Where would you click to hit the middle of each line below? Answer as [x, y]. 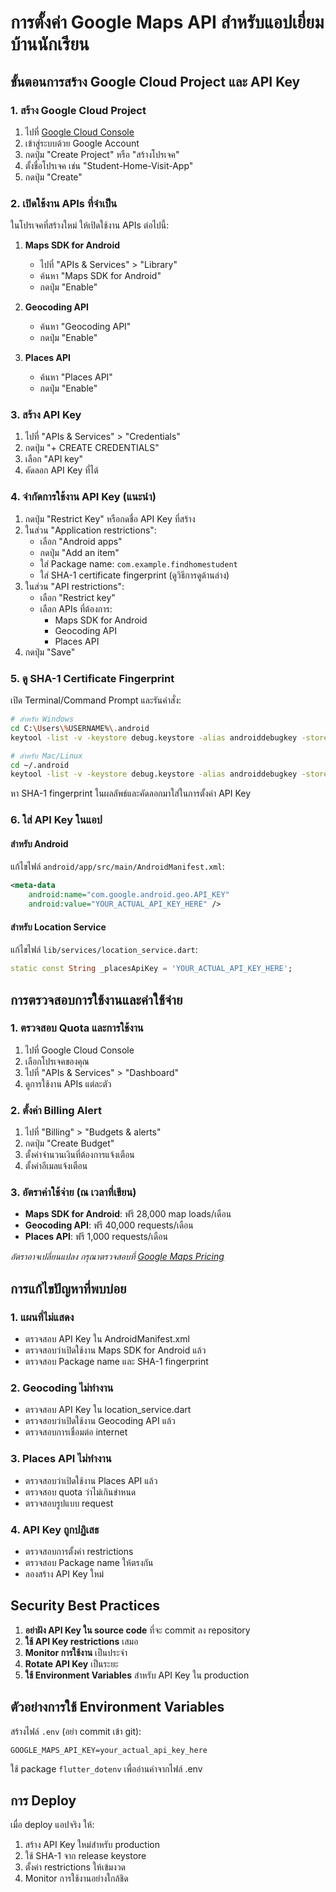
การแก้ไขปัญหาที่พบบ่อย [68, 1288]
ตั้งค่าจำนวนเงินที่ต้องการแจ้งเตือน [79, 1155]
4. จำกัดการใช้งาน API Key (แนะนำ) [83, 497]
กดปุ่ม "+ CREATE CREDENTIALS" [92, 448]
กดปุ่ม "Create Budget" [69, 1143]
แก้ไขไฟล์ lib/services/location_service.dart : [104, 950]
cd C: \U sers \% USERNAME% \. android [80, 728]
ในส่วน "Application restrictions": [90, 530]
